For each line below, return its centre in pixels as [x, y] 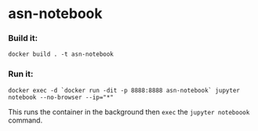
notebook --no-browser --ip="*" [61, 97]
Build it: [23, 38]
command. [25, 120]
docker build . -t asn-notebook [61, 55]
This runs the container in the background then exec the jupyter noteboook [129, 111]
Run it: [21, 74]
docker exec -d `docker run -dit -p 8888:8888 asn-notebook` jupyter [124, 90]
